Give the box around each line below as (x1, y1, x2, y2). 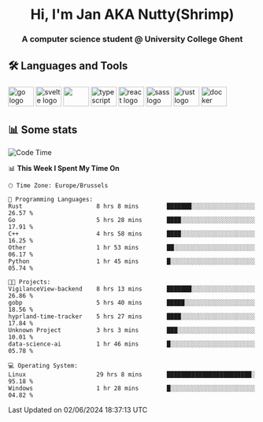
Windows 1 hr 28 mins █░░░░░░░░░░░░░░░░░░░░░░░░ (8, 384, 256, 393)
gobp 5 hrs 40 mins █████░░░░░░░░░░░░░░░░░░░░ (8, 299, 256, 307)
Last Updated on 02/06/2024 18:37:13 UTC (8, 405, 148, 415)
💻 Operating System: (8, 362, 79, 370)
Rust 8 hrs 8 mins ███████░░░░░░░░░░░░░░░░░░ (8, 202, 256, 210)
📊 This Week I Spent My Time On (8, 164, 120, 173)
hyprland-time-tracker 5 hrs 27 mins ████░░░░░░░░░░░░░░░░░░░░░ (8, 313, 256, 320)
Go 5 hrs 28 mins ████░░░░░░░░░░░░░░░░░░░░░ (8, 217, 256, 224)
